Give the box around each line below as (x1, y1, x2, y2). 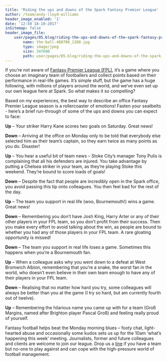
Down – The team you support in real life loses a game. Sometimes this (5, 244, 151, 250)
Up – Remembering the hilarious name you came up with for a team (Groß (5, 305, 156, 311)
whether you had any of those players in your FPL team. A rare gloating (5, 229, 151, 235)
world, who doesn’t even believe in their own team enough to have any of (5, 270, 156, 276)
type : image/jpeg (23, 44, 59, 49)
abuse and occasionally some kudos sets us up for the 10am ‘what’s (22, 330, 162, 336)
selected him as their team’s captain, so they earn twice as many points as (5, 138, 158, 144)
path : (23, 53, 35, 59)
